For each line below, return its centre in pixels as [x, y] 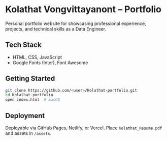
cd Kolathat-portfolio [29, 95]
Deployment [25, 116]
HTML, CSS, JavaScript [37, 57]
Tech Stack [23, 45]
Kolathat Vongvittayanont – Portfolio [83, 9]
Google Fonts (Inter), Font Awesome [50, 63]
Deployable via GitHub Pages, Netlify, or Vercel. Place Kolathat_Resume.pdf [84, 128]
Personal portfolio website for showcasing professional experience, [76, 23]
